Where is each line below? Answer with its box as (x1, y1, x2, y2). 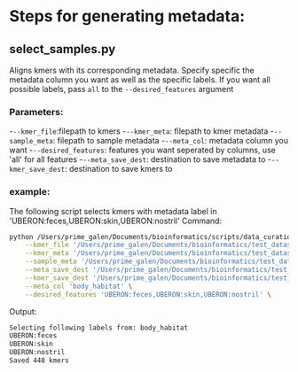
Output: (9, 306, 37, 316)
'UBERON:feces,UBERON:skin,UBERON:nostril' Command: (9, 215, 223, 226)
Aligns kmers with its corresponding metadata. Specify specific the (9, 65, 255, 75)
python (9, 232, 34, 241)
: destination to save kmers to (65, 164, 173, 174)
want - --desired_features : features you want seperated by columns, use (9, 144, 277, 156)
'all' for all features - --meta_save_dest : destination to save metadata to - (9, 154, 272, 165)
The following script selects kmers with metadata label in (9, 205, 217, 216)
